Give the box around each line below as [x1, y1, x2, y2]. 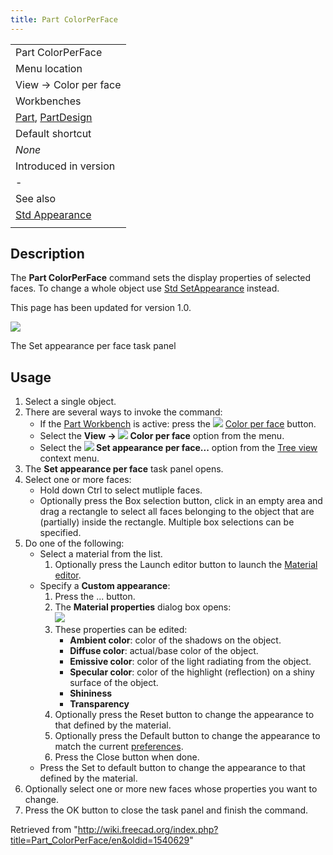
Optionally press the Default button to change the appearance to [54, 730, 321, 742]
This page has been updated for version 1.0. [10, 302, 192, 314]
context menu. [39, 452, 100, 465]
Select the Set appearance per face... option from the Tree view [39, 442, 318, 454]
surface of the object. [69, 677, 159, 689]
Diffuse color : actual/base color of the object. [69, 645, 259, 657]
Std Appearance [15, 207, 92, 221]
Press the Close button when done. [54, 751, 200, 763]
